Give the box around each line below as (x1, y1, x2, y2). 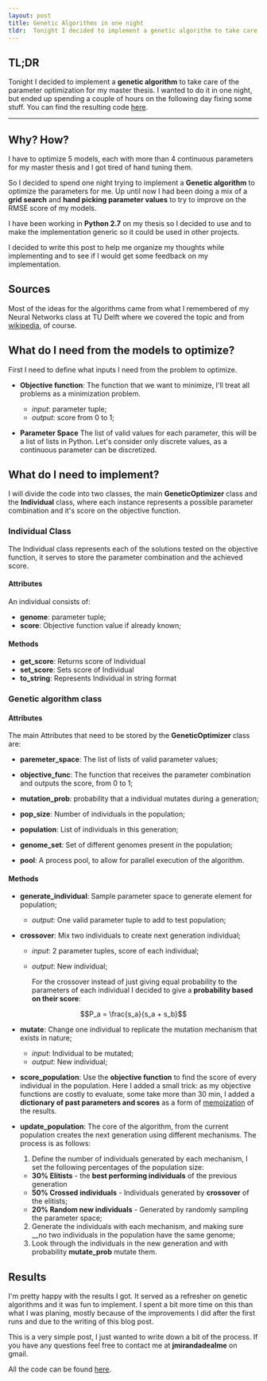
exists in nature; (19, 1033, 72, 1043)
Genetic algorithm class (8, 693, 103, 704)
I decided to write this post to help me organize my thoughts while (8, 243, 225, 252)
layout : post (8, 11, 52, 20)
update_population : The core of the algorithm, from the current (19, 1122, 229, 1131)
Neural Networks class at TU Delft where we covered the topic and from (8, 312, 245, 322)
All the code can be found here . (8, 1364, 112, 1374)
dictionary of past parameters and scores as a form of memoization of (19, 1098, 254, 1107)
